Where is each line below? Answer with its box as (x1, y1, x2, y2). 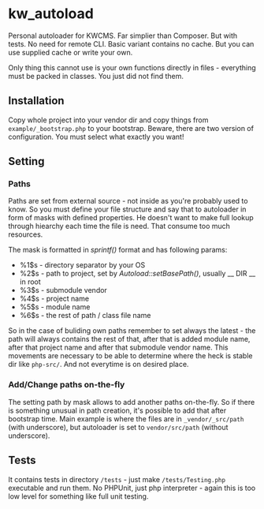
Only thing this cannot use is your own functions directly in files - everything (8, 62, 256, 72)
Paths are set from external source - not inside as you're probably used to (8, 196, 248, 206)
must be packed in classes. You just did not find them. (8, 71, 184, 80)
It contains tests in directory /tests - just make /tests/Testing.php (8, 474, 226, 484)
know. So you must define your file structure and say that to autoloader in (8, 204, 247, 214)
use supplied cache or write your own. (8, 47, 133, 57)
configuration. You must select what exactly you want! (8, 132, 184, 141)
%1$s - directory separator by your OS (19, 260, 146, 270)
